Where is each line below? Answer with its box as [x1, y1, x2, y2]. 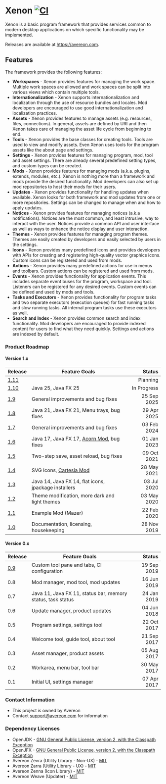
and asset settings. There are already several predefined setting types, [12, 157, 157, 163]
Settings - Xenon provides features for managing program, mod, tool [12, 152, 153, 158]
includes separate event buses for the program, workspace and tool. [12, 278, 152, 284]
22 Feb [142, 506, 159, 513]
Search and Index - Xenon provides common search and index [12, 315, 141, 321]
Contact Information [5, 696, 55, 703]
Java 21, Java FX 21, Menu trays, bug [31, 406, 120, 413]
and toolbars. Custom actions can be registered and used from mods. [12, 268, 154, 274]
